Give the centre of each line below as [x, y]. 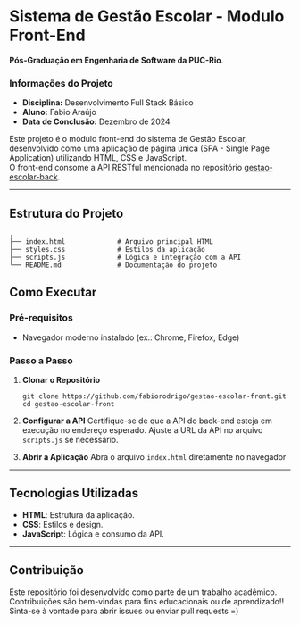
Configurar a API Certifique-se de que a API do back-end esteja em [147, 421]
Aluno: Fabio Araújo [59, 112]
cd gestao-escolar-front [68, 404]
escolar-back [33, 177]
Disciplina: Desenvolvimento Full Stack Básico [108, 103]
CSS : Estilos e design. [62, 524]
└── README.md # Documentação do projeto [113, 265]
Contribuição [47, 570]
